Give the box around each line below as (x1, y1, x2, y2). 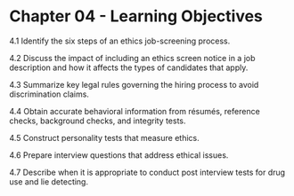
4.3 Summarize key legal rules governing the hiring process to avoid (9, 79, 259, 90)
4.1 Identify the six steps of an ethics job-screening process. (9, 35, 231, 46)
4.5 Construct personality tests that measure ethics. (9, 132, 200, 143)
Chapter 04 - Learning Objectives (9, 6, 263, 27)
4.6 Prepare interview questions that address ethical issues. (9, 149, 229, 161)
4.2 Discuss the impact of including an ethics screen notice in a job (9, 52, 256, 63)
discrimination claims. (9, 89, 89, 99)
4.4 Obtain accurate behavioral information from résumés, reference (9, 106, 260, 116)
